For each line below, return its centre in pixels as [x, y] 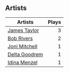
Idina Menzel [23, 62]
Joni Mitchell [23, 46]
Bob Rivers [20, 38]
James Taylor [23, 30]
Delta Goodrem [25, 54]
